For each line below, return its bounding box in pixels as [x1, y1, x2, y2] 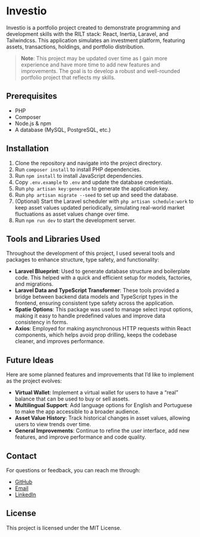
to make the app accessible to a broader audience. [14, 408, 140, 415]
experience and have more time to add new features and [20, 61, 161, 68]
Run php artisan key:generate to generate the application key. [14, 184, 170, 192]
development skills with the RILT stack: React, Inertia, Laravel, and [6, 30, 169, 37]
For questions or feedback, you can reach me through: [6, 467, 140, 474]
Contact [6, 451, 37, 461]
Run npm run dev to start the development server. [14, 217, 136, 224]
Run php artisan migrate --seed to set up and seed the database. [14, 191, 178, 198]
